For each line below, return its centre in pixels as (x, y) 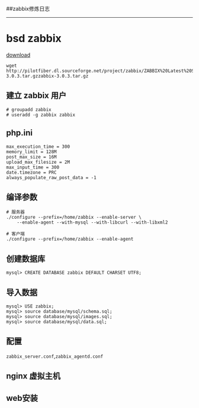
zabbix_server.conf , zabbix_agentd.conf (55, 356)
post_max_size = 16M (32, 157)
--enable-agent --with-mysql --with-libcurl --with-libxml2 (92, 223)
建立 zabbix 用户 (36, 95)
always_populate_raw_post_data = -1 (51, 177)
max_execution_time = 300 (38, 147)
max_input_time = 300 (33, 167)
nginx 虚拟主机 (33, 376)
